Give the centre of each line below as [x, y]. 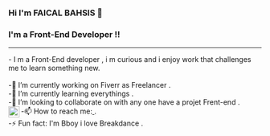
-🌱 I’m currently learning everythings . [71, 94]
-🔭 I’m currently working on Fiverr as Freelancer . [90, 85]
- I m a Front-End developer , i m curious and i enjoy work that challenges [130, 60]
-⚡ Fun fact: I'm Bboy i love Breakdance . [76, 123]
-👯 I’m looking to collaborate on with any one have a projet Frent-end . [124, 102]
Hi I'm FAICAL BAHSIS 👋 [55, 13]
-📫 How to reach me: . [59, 111]
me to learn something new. [54, 68]
